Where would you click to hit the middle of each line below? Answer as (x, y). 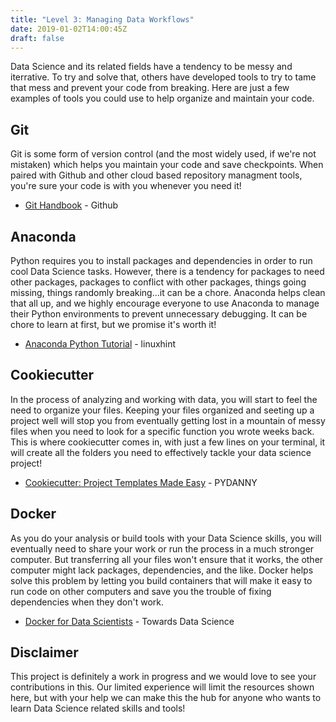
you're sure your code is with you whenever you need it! (126, 186)
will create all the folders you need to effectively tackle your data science (161, 452)
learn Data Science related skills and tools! (98, 708)
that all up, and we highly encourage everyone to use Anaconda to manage (165, 303)
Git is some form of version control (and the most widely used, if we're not (163, 154)
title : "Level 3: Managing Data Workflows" (102, 19)
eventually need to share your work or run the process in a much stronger (162, 548)
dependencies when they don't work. (87, 602)
